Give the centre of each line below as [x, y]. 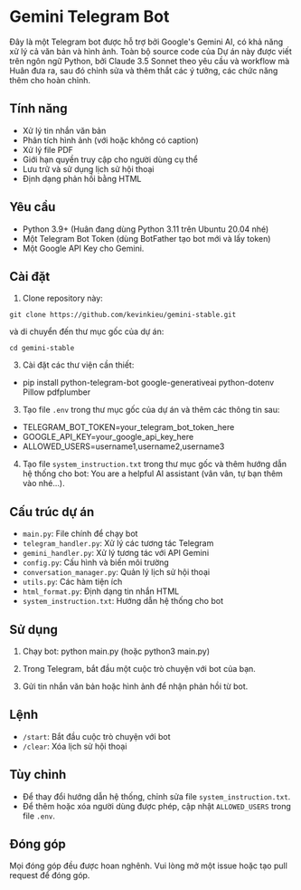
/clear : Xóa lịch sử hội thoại [75, 746]
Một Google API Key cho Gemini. [83, 248]
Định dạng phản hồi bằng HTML [82, 178]
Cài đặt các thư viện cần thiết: [78, 365]
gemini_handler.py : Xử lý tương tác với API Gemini [116, 553]
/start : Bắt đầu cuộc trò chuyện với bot [96, 736]
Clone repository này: [63, 298]
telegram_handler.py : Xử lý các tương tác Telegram [118, 543]
